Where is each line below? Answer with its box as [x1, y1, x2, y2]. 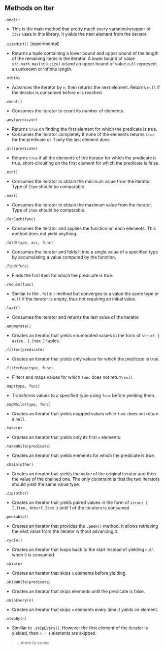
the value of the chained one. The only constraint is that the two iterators [11, 476, 160, 482]
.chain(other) [4, 462, 34, 467]
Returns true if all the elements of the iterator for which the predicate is [11, 154, 157, 160]
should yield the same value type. [11, 481, 80, 487]
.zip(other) [4, 491, 29, 496]
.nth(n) [4, 75, 21, 81]
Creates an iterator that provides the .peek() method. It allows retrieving [11, 523, 159, 529]
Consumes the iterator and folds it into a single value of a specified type [11, 249, 158, 254]
